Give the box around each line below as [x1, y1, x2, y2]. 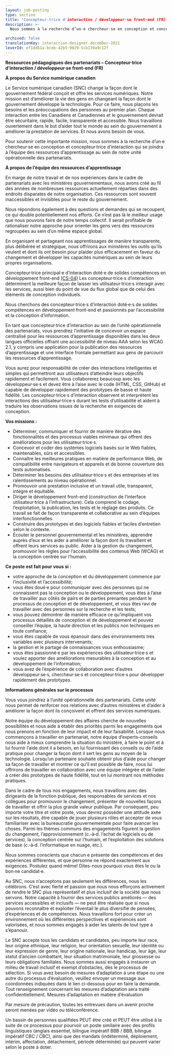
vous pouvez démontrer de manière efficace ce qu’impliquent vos [12, 611, 152, 618]
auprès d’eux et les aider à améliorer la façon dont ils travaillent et [12, 537, 152, 543]
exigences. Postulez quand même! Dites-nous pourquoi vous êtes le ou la [5, 862, 161, 869]
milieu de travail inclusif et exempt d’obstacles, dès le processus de [5, 964, 147, 970]
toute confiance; [12, 627, 48, 634]
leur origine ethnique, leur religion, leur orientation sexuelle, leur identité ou [5, 942, 164, 948]
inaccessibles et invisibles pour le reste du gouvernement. [5, 196, 128, 202]
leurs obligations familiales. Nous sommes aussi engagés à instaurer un [5, 959, 156, 965]
